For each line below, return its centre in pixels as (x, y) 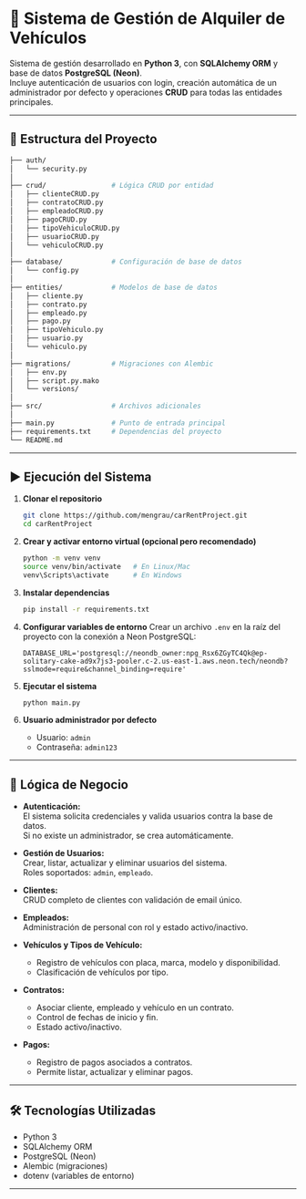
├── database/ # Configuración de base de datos (126, 262)
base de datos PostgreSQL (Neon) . (76, 73)
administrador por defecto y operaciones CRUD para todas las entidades (146, 92)
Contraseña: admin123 (77, 748)
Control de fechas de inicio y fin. (97, 1018)
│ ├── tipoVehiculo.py (56, 330)
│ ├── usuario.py (46, 338)
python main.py (51, 703)
